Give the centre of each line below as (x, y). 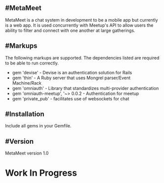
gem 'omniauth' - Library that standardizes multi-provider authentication (85, 88)
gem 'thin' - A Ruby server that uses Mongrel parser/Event (71, 78)
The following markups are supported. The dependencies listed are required (82, 58)
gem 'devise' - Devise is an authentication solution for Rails (72, 72)
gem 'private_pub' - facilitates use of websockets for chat (70, 98)
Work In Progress (41, 173)
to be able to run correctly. (32, 63)
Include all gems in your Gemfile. (38, 126)
